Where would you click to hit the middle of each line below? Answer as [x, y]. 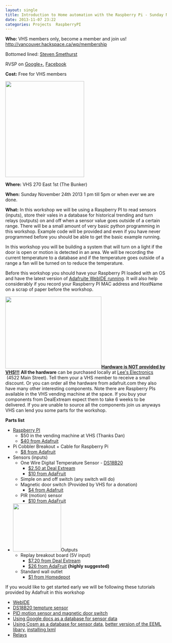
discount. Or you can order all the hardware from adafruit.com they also [81, 383]
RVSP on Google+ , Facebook [36, 64]
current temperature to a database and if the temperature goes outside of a [85, 258]
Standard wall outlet [41, 572]
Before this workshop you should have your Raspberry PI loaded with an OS [85, 273]
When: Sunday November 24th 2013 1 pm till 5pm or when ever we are [80, 195]
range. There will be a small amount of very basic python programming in [83, 226]
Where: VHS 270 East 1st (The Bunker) [46, 184]
